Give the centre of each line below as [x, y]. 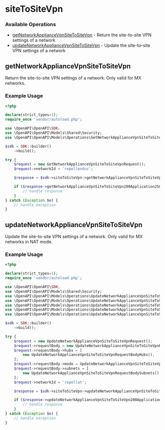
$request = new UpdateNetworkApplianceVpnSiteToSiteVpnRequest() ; [83, 341]
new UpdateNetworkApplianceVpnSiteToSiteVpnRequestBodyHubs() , [89, 355]
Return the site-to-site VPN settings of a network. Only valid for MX [73, 78]
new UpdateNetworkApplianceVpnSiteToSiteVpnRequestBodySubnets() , [92, 373]
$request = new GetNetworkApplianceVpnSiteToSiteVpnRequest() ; [80, 164]
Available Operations [31, 25]
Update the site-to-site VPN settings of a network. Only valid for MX [74, 237]
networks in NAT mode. [29, 242]
